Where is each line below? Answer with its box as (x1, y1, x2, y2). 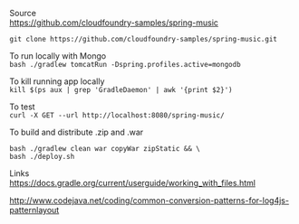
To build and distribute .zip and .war (9, 126, 144, 137)
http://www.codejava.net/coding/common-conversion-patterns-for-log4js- (9, 195, 290, 206)
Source (9, 8, 36, 18)
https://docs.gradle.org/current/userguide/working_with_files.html (9, 178, 256, 188)
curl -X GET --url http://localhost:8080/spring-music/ (9, 111, 225, 120)
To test (9, 101, 35, 112)
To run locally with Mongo (9, 51, 107, 61)
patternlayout (9, 205, 60, 215)
